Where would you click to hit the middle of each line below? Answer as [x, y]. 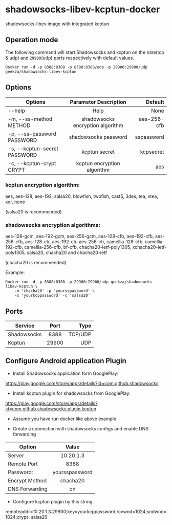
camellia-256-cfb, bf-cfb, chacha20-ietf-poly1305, [78, 247]
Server [16, 455]
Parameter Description [98, 102]
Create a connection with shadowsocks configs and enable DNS [81, 428]
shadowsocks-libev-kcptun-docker [83, 10]
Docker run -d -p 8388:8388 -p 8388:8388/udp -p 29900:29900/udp [76, 67]
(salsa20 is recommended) [34, 211]
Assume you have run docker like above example [64, 419]
